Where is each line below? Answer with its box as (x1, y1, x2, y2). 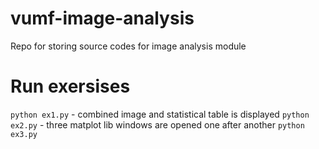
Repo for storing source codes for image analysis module (10, 40, 247, 52)
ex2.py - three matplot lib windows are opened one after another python (10, 118, 305, 131)
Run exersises (10, 75, 131, 98)
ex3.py (10, 129, 38, 139)
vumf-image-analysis (10, 7, 195, 30)
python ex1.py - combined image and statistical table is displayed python (10, 108, 310, 120)
